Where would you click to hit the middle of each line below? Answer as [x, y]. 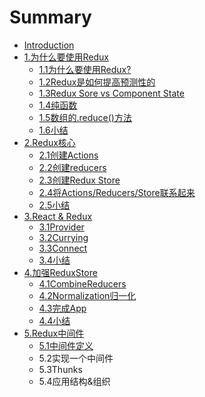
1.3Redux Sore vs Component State [111, 93]
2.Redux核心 [49, 142]
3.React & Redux [58, 216]
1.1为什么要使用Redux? [85, 69]
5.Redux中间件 [54, 333]
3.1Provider [61, 227]
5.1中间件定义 [66, 345]
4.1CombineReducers [82, 283]
